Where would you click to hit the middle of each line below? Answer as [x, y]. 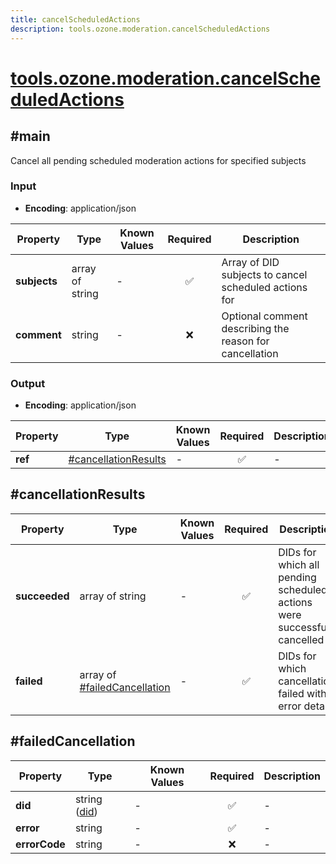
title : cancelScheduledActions [75, 19]
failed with [302, 693]
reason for [245, 341]
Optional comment [264, 316]
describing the [255, 328]
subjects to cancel [264, 274]
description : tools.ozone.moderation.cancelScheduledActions [140, 29]
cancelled [301, 639]
